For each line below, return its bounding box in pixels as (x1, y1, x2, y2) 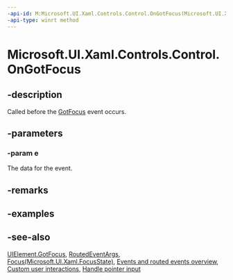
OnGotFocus (7, 61, 81, 77)
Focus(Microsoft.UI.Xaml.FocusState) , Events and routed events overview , (7, 257, 219, 265)
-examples (7, 208, 55, 220)
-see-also (7, 231, 51, 243)
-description (7, 89, 62, 101)
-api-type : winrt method (7, 17, 79, 24)
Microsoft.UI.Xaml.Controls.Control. (7, 47, 221, 63)
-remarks (7, 184, 49, 196)
